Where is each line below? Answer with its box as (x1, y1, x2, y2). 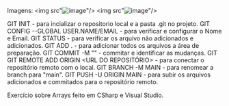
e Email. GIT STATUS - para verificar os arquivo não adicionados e (7, 34, 193, 42)
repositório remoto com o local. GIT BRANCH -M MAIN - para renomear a (7, 64, 214, 71)
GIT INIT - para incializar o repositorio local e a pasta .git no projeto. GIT (7, 20, 211, 27)
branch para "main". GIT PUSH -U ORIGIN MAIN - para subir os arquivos (7, 70, 211, 79)
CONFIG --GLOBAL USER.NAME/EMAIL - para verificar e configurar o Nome (7, 27, 222, 35)
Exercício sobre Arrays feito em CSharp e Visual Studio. (7, 91, 164, 99)
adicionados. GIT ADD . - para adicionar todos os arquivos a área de (7, 42, 200, 49)
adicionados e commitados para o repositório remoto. (7, 78, 159, 85)
